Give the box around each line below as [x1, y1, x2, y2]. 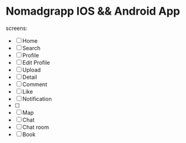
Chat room [22, 123, 50, 131]
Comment [22, 81, 47, 88]
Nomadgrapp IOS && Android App [6, 4, 180, 18]
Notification [22, 95, 52, 102]
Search [22, 44, 41, 51]
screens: [6, 24, 28, 32]
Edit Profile [22, 59, 50, 66]
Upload [22, 66, 41, 73]
